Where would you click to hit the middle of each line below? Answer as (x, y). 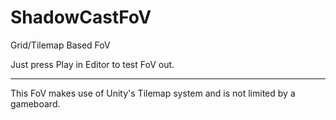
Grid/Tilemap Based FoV (60, 45)
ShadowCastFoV (81, 17)
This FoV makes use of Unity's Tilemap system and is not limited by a (153, 93)
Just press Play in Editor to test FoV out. (92, 64)
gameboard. (35, 103)
